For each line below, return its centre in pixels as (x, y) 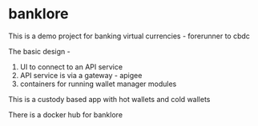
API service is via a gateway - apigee (81, 75)
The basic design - (39, 51)
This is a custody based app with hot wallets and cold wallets (109, 99)
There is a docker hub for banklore (65, 114)
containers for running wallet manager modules (98, 84)
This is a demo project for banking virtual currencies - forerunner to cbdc (129, 36)
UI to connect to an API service (71, 67)
